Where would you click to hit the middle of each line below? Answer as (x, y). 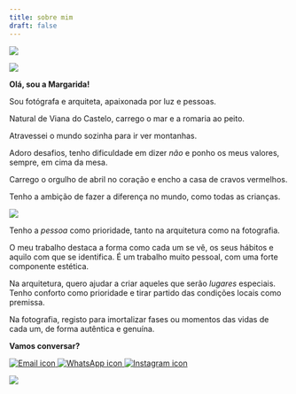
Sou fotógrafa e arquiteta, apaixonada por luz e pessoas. (113, 101)
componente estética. (49, 266)
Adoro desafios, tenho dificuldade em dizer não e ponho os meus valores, (144, 152)
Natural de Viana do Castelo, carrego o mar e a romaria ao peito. (127, 118)
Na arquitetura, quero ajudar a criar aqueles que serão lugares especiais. (143, 283)
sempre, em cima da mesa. (58, 162)
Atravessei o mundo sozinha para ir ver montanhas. (103, 135)
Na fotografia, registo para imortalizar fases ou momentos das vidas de (139, 319)
